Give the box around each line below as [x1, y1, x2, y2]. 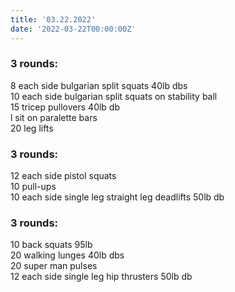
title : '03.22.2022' [10, 14, 97, 25]
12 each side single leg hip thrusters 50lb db [10, 271, 193, 283]
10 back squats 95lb [10, 239, 93, 251]
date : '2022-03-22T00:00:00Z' [10, 24, 137, 34]
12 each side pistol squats [10, 170, 117, 182]
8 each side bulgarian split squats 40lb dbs [10, 79, 188, 91]
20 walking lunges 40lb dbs [10, 249, 125, 261]
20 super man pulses [10, 260, 98, 272]
